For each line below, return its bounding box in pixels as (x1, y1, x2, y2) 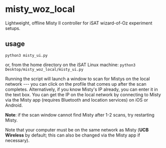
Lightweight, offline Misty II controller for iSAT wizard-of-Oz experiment (5, 20, 153, 26)
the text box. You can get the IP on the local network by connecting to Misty (5, 91, 161, 98)
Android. (5, 102, 23, 108)
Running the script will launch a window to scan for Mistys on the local (5, 76, 150, 82)
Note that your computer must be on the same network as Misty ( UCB (5, 127, 149, 133)
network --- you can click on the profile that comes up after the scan (5, 81, 147, 87)
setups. (5, 25, 21, 31)
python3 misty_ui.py (5, 53, 48, 58)
